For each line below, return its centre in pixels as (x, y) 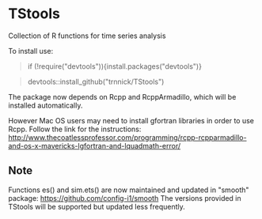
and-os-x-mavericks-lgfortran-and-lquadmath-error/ (95, 145)
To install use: (31, 51)
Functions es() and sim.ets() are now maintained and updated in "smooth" (129, 190)
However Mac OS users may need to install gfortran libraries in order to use (131, 120)
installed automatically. (46, 105)
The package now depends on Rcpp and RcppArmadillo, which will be (122, 96)
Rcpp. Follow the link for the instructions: (75, 129)
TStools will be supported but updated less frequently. (97, 206)
